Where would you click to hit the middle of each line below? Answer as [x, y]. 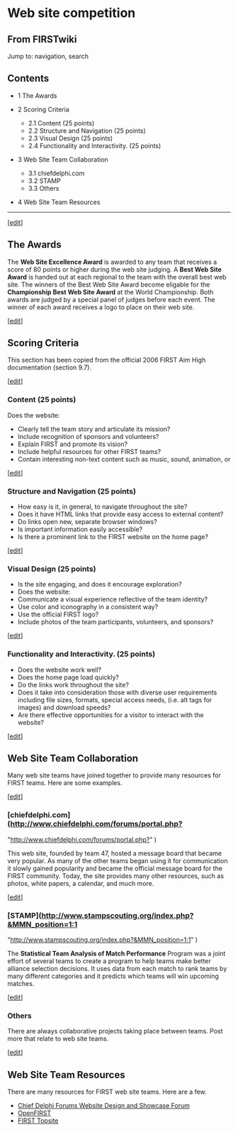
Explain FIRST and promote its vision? [73, 444]
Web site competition [72, 13]
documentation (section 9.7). [50, 367]
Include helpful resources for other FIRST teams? [89, 451]
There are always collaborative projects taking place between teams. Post [115, 1031]
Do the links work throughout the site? [73, 684]
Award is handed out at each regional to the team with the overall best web [117, 277]
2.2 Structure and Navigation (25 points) [87, 131]
